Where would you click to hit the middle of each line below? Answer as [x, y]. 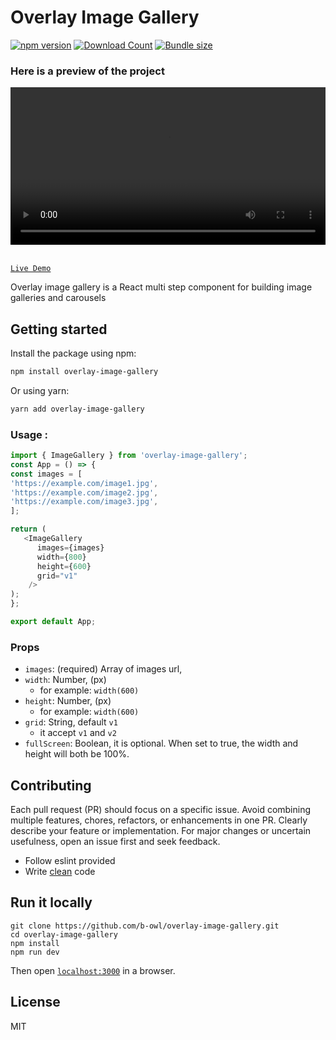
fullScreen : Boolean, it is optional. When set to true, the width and [161, 743]
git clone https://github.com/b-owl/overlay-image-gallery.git [145, 926]
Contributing [51, 785]
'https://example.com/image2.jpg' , [84, 492]
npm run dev [35, 952]
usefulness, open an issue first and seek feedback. [115, 842]
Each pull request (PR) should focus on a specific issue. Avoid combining [161, 810]
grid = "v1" [57, 576]
